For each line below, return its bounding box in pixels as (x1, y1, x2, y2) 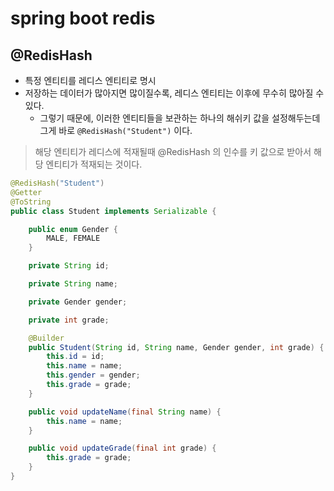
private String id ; (28, 261, 110, 271)
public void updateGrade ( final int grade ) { (28, 443, 217, 454)
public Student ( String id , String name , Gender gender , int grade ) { (28, 342, 325, 352)
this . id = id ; (46, 352, 105, 362)
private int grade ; (28, 315, 110, 325)
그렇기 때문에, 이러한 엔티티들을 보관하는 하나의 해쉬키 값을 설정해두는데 (39, 112, 321, 124)
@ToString (10, 197, 52, 207)
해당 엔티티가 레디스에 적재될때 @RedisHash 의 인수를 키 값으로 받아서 (34, 146, 312, 157)
